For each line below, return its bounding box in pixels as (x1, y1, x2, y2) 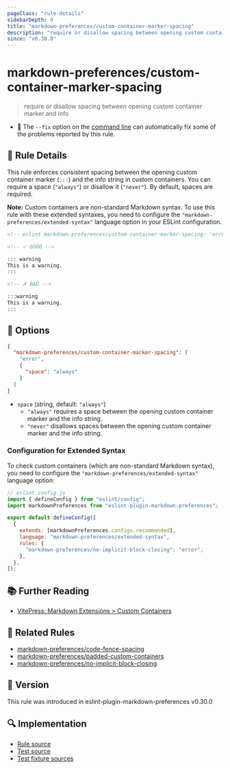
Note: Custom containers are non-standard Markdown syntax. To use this (7, 203, 216, 211)
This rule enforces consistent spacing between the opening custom (7, 168, 198, 176)
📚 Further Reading (7, 585, 90, 596)
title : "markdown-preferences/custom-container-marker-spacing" (7, 23, 194, 29)
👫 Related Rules (7, 627, 75, 638)
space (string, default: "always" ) (16, 400, 106, 408)
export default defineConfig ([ (7, 514, 97, 521)
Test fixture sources (16, 754, 74, 762)
